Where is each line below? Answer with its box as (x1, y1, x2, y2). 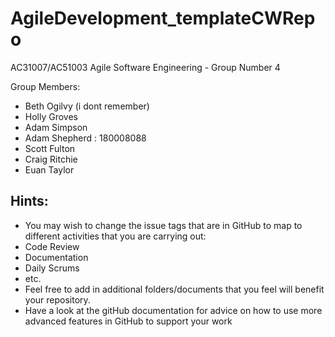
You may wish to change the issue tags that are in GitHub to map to (24, 219, 303, 231)
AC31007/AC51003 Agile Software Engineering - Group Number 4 (10, 61, 281, 73)
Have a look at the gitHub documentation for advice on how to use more (24, 304, 323, 316)
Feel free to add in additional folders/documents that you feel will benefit (24, 283, 325, 295)
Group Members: (10, 80, 81, 92)
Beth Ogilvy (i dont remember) (24, 100, 150, 112)
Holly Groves (24, 110, 79, 122)
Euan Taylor (24, 163, 75, 176)
